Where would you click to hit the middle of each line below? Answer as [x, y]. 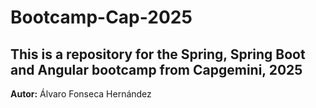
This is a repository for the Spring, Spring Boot [158, 54]
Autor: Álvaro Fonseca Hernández [81, 94]
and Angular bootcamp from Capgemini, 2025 [156, 69]
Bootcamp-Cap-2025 [101, 17]
